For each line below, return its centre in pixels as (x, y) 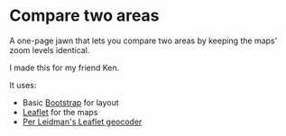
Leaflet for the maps (60, 112)
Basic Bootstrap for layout (70, 102)
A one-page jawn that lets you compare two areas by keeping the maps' (143, 41)
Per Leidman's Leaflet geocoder (82, 122)
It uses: (23, 85)
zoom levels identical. (50, 50)
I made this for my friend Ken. (65, 68)
